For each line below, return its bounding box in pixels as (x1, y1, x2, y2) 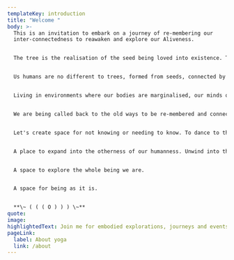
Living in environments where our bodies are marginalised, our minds (13, 92, 223, 99)
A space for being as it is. (13, 185, 98, 192)
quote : (7, 210, 26, 218)
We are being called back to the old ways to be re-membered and (13, 111, 208, 117)
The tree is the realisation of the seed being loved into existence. (13, 55, 223, 62)
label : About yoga (13, 236, 68, 243)
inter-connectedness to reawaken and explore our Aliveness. (13, 36, 195, 43)
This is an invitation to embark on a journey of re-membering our (13, 29, 214, 37)
